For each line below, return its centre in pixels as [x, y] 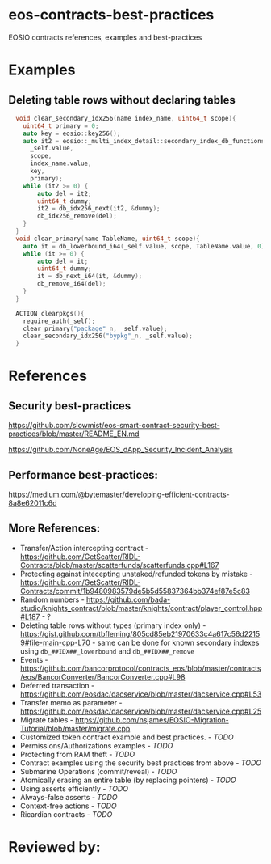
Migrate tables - [47, 720]
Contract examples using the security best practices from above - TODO [141, 763]
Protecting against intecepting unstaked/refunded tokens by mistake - [136, 574]
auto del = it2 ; [65, 193]
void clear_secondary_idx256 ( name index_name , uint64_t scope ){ [126, 118]
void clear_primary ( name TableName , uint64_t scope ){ [108, 239]
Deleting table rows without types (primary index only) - [113, 625]
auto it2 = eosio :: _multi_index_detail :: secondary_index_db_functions [144, 141]
